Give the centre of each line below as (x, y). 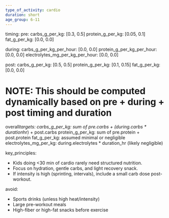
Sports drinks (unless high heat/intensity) (56, 199)
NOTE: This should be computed (75, 91)
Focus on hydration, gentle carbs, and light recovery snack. (75, 168)
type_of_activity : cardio (33, 10)
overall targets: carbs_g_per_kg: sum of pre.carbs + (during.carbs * (76, 127)
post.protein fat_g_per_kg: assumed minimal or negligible (65, 138)
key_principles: (21, 153)
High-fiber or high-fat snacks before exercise (61, 210)
